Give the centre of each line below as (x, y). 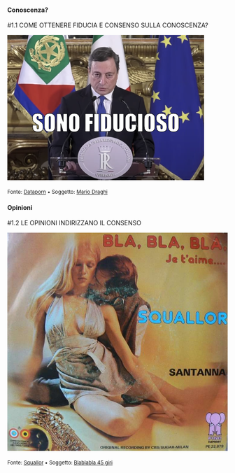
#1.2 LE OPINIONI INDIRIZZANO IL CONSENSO (74, 223)
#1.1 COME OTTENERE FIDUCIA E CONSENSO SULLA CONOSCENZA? (108, 25)
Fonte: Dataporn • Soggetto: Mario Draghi (58, 192)
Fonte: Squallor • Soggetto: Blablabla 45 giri (60, 463)
